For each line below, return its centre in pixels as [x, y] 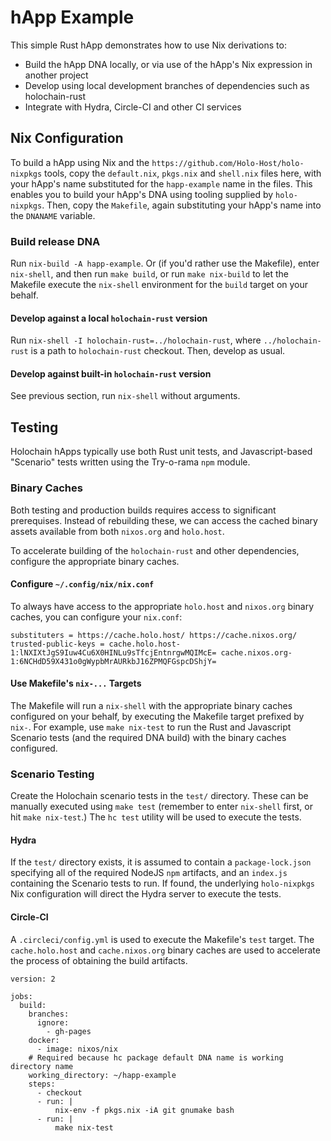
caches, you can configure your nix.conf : [96, 617]
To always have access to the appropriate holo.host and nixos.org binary [162, 606]
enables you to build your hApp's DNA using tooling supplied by [142, 194]
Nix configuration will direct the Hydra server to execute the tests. [146, 894]
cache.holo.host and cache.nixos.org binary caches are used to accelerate [165, 950]
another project [56, 75]
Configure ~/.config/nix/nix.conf [82, 584]
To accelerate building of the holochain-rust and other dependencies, [155, 550]
